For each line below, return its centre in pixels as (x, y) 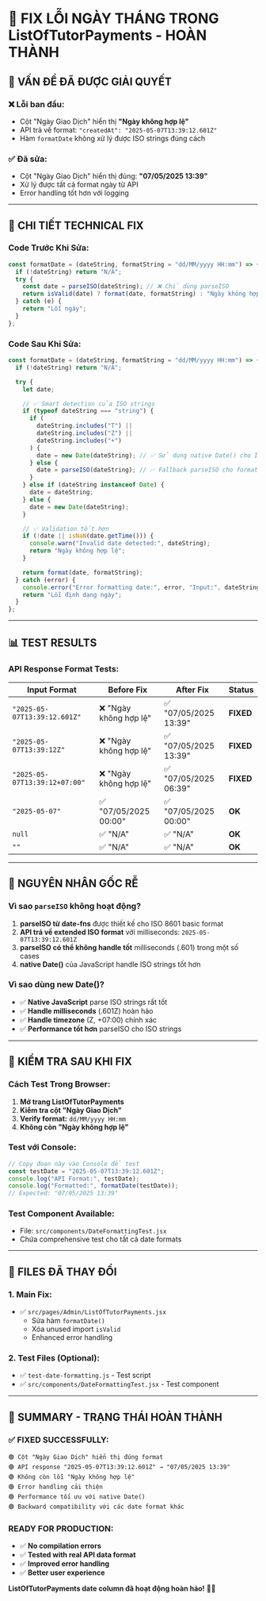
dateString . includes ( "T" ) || (85, 426)
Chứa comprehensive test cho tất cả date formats (101, 1239)
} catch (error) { (46, 580)
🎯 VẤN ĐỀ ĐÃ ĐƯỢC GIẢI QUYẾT (90, 81)
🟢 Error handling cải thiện (55, 1487)
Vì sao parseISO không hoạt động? (74, 906)
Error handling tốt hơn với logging (74, 193)
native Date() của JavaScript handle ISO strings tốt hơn (110, 964)
